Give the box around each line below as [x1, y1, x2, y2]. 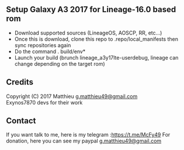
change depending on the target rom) [14, 60, 105, 67]
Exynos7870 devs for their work [6, 99, 83, 106]
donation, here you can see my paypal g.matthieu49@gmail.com [6, 137, 162, 145]
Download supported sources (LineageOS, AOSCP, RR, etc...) [14, 29, 162, 36]
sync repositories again [14, 41, 71, 48]
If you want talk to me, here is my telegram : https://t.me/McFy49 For [6, 131, 171, 138]
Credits [6, 77, 34, 87]
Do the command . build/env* [14, 48, 86, 55]
